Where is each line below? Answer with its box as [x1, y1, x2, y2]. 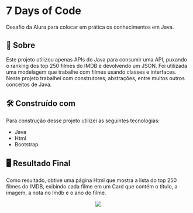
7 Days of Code [6, 4, 82, 18]
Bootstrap [14, 140, 39, 147]
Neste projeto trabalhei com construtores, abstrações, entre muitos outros [6, 74, 185, 81]
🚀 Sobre [6, 40, 36, 50]
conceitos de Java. [6, 81, 52, 88]
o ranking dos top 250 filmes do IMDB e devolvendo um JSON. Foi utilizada [6, 62, 188, 69]
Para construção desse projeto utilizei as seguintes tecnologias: [6, 117, 160, 124]
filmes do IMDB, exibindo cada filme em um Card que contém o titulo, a [6, 183, 178, 190]
